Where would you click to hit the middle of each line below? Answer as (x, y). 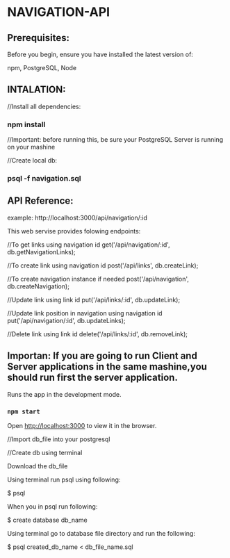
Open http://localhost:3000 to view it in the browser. (82, 425)
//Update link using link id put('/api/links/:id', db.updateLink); (94, 299)
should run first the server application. (93, 378)
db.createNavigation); (38, 286)
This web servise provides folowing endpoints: (74, 231)
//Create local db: (32, 161)
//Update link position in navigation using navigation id (85, 313)
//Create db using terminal (45, 452)
